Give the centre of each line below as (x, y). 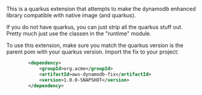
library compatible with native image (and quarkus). (71, 15)
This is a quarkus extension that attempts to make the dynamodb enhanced (101, 9)
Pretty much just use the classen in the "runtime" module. (79, 33)
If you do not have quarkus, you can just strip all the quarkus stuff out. (95, 27)
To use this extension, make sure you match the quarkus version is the (95, 45)
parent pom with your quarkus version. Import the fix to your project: (92, 52)
